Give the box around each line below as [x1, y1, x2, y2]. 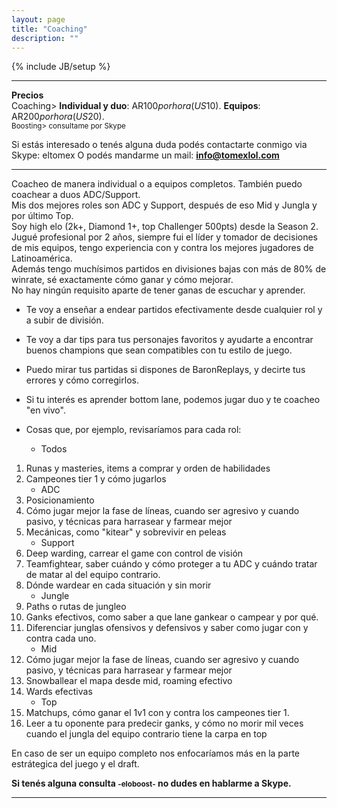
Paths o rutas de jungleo [25, 601, 127, 613]
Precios [11, 89, 44, 101]
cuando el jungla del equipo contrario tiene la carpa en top [25, 728, 268, 740]
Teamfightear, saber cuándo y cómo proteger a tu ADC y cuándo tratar [25, 558, 318, 570]
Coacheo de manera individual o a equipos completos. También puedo [11, 178, 303, 190]
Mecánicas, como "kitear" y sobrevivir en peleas [25, 526, 227, 538]
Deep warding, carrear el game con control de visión [25, 547, 244, 560]
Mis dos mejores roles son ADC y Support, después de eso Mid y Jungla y [11, 199, 318, 211]
